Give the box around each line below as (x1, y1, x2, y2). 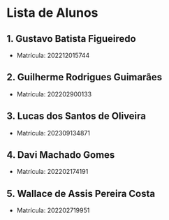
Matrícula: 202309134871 (16, 129, 90, 137)
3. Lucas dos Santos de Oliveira (6, 110, 147, 122)
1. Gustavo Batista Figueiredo (6, 33, 137, 45)
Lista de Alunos (6, 5, 98, 21)
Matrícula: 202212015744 (16, 51, 90, 59)
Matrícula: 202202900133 (16, 89, 92, 98)
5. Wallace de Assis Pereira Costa (6, 187, 155, 200)
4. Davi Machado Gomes (6, 149, 115, 161)
